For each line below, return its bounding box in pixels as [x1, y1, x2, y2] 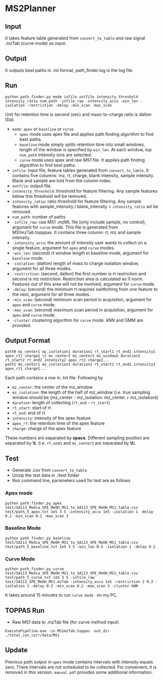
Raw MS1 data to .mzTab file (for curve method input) [12, 619, 119, 625]
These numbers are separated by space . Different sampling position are [5, 435, 150, 441]
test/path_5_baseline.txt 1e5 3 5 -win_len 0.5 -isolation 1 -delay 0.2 [5, 544, 156, 549]
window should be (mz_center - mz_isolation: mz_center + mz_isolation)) [12, 394, 159, 400]
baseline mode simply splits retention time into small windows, [19, 142, 145, 147]
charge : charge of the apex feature [12, 426, 81, 431]
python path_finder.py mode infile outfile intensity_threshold [5, 94, 138, 99]
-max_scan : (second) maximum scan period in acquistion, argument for [12, 307, 153, 313]
